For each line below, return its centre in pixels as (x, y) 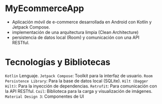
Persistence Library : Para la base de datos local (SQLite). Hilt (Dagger (77, 81)
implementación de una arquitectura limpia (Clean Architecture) (75, 32)
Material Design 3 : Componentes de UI (45, 96)
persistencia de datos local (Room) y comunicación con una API (76, 37)
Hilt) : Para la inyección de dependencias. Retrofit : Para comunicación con (81, 86)
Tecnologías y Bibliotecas (58, 62)
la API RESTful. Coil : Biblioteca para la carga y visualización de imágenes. (79, 91)
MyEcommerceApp (44, 9)
